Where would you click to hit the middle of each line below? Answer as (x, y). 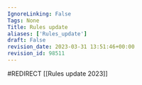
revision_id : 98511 (36, 54)
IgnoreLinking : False (39, 14)
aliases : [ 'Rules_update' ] (47, 34)
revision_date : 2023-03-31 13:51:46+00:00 (71, 47)
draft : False (27, 40)
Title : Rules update (38, 27)
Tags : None (23, 21)
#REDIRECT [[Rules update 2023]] (58, 73)
